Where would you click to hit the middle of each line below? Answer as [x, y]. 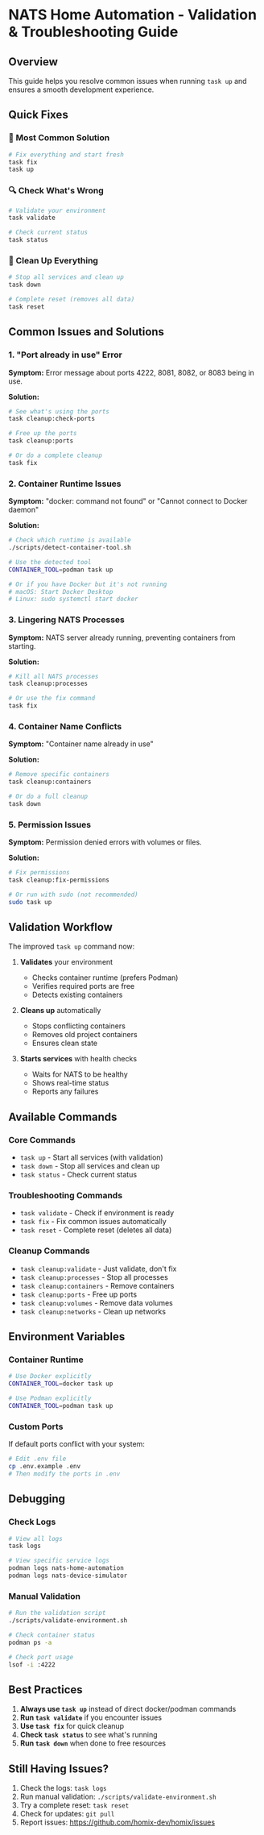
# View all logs [35, 1538]
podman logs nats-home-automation [66, 1568]
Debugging [37, 1499]
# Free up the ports [43, 434]
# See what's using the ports [59, 411]
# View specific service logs [59, 1561]
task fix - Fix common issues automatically [93, 1222]
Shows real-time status [70, 1083]
